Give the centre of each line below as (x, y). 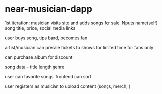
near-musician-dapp (49, 9)
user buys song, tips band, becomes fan (46, 38)
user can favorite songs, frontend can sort (48, 76)
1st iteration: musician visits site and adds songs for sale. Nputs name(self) (81, 23)
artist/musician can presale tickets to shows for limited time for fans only (79, 47)
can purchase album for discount (39, 57)
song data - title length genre (35, 67)
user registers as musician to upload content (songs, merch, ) (68, 86)
